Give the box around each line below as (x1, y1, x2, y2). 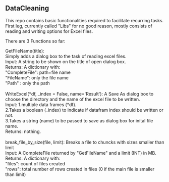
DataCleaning (5, 4, 49, 13)
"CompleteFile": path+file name (5, 69, 71, 75)
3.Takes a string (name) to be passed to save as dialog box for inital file (5, 117, 153, 123)
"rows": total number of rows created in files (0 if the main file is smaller (5, 166, 155, 172)
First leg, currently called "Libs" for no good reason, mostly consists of (5, 23, 152, 29)
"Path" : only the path (5, 80, 50, 86)
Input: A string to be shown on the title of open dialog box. (5, 58, 126, 65)
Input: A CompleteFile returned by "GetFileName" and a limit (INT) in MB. (5, 150, 156, 156)
